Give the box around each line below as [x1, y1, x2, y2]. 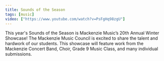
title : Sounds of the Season [5, 7, 65, 12]
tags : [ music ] [5, 12, 35, 17]
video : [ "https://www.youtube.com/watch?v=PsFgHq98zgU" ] [5, 16, 125, 21]
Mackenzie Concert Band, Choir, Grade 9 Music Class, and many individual [5, 46, 159, 52]
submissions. [5, 51, 32, 57]
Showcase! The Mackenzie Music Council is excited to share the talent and [5, 35, 158, 41]
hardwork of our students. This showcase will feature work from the [5, 41, 144, 47]
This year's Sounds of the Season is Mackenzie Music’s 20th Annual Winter [5, 30, 160, 36]
